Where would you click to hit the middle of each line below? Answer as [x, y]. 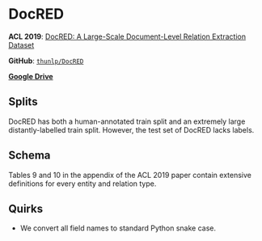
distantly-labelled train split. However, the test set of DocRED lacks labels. [131, 129]
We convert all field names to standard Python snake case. [118, 228]
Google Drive [31, 76]
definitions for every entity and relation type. [82, 184]
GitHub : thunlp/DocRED [46, 61]
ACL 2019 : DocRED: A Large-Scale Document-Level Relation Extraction [127, 36]
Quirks [25, 208]
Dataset [21, 44]
